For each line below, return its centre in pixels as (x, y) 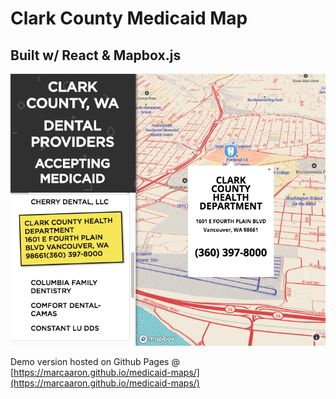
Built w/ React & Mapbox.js (96, 55)
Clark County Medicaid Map (129, 18)
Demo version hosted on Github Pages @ (95, 362)
